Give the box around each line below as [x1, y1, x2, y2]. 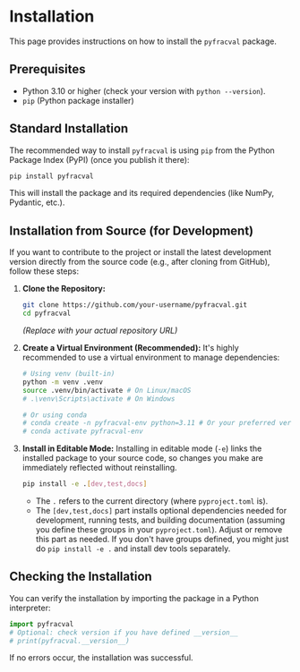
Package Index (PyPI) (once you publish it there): [9, 154, 190, 165]
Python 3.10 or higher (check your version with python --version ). [21, 85, 266, 96]
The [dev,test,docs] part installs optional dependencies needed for [35, 506, 287, 515]
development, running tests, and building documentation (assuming [35, 515, 286, 525]
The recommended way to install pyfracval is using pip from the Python [9, 145, 275, 156]
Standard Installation [9, 121, 129, 136]
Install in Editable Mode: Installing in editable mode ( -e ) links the [21, 443, 262, 454]
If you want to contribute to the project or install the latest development [9, 247, 271, 258]
